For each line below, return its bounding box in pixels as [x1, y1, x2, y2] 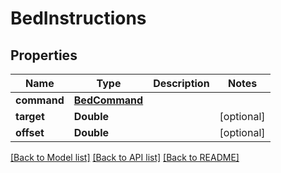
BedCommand [73, 93, 144, 107]
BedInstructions [10, 7, 147, 30]
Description [153, 77, 210, 90]
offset [15, 126, 45, 139]
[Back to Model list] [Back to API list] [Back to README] [10, 152, 240, 163]
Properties [10, 47, 78, 64]
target [15, 110, 45, 123]
